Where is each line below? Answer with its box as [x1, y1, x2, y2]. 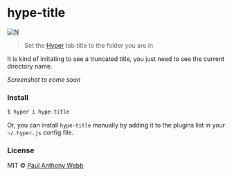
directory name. [7, 62, 53, 70]
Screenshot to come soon [7, 75, 81, 84]
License [7, 146, 35, 155]
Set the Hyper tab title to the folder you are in [24, 41, 154, 49]
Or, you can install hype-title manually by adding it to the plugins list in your [7, 121, 226, 130]
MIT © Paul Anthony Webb [7, 161, 84, 170]
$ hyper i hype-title [7, 109, 70, 116]
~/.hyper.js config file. [7, 128, 74, 137]
